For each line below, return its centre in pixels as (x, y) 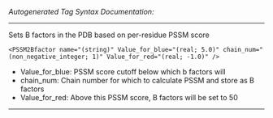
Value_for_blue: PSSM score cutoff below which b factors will (123, 72)
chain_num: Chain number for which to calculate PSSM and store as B (137, 80)
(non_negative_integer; (49, 57)
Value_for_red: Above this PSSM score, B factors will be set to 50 (129, 97)
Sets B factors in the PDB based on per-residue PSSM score (109, 35)
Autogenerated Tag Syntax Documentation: (81, 12)
